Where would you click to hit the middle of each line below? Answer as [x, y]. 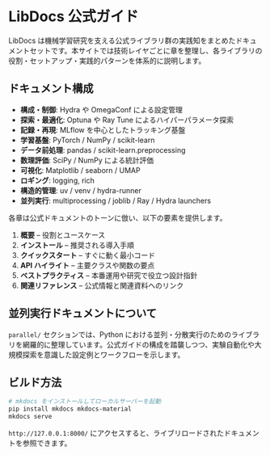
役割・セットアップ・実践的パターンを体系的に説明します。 [107, 61]
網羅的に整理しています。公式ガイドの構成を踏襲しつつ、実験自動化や [138, 344]
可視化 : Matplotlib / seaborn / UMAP [80, 170]
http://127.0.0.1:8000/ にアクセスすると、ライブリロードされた [116, 433]
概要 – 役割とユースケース [63, 234]
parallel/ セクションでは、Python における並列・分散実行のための [120, 334]
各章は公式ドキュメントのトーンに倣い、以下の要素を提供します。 [118, 217]
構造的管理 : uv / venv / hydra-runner [80, 190]
